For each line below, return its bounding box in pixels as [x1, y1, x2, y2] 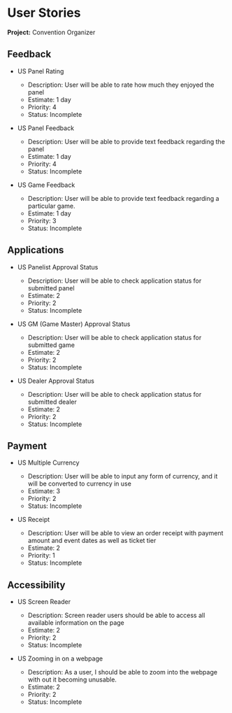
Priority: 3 [27, 216, 57, 225]
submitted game [27, 341, 75, 349]
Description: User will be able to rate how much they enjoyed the [27, 80, 215, 89]
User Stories [7, 5, 81, 21]
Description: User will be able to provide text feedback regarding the [27, 137, 226, 146]
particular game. [27, 202, 75, 210]
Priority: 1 [27, 551, 55, 560]
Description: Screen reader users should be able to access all [27, 611, 205, 620]
